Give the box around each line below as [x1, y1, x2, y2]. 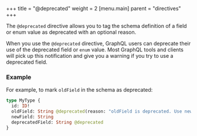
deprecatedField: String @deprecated [11, 119, 104, 125]
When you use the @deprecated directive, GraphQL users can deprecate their [6, 40, 191, 47]
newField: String [11, 114, 54, 120]
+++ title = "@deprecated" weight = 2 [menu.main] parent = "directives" [6, 5, 181, 12]
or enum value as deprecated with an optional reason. [6, 29, 137, 36]
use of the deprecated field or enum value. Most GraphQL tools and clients [6, 46, 184, 53]
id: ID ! [11, 103, 30, 109]
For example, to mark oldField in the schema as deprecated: [6, 86, 153, 93]
